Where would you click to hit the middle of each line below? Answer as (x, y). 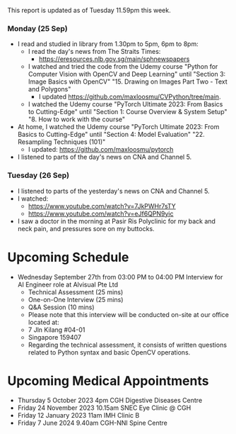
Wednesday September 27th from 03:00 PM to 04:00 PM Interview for (120, 277)
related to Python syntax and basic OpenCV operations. (109, 352)
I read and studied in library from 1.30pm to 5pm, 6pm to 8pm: (108, 44)
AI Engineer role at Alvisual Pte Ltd (68, 284)
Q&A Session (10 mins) (61, 307)
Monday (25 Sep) (38, 28)
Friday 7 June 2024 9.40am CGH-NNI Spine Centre (93, 423)
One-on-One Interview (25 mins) (76, 299)
